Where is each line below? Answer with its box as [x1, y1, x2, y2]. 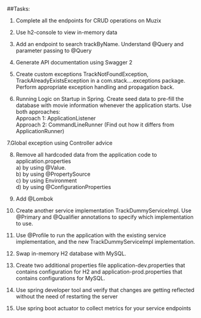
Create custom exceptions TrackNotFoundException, [15, 71, 149, 78]
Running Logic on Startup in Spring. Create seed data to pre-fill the [15, 95, 185, 102]
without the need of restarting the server [15, 293, 118, 300]
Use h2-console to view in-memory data [15, 29, 118, 36]
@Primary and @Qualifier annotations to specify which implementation [15, 213, 194, 221]
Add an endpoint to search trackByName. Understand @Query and [15, 41, 184, 47]
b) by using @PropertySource [15, 170, 91, 178]
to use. [15, 220, 33, 227]
